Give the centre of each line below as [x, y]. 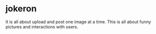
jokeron [21, 9]
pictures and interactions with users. [42, 26]
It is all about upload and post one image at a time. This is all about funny [78, 22]
